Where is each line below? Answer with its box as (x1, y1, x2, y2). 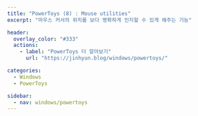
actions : (13, 42, 39, 49)
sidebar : (7, 93, 32, 99)
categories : (7, 67, 41, 74)
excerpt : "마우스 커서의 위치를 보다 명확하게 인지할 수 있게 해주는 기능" (7, 17, 192, 23)
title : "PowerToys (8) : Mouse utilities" (7, 10, 131, 17)
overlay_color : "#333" (13, 35, 79, 42)
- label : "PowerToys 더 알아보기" (19, 48, 112, 55)
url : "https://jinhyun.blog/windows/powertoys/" (25, 55, 168, 62)
